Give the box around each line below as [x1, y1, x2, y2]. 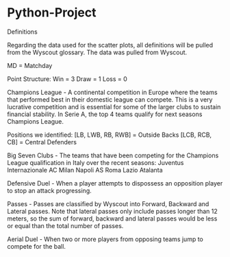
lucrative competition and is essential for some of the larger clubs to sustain [7, 102, 221, 111]
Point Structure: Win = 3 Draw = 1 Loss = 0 [7, 74, 128, 83]
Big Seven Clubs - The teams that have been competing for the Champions [7, 151, 219, 159]
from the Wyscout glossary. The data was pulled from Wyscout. [7, 48, 188, 56]
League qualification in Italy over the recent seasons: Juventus [7, 158, 184, 166]
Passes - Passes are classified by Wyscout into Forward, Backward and [7, 199, 209, 208]
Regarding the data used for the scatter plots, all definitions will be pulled [7, 41, 214, 49]
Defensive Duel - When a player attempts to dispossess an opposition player [7, 179, 223, 187]
